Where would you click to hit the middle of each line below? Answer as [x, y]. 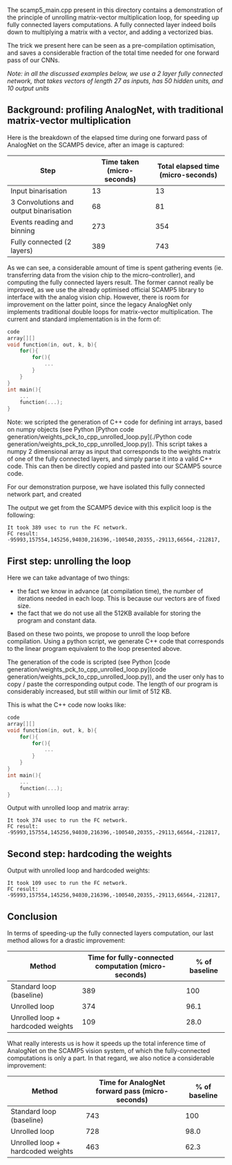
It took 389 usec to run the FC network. [68, 528]
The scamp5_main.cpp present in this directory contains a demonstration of [115, 10]
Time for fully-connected [130, 957]
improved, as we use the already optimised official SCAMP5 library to [106, 289]
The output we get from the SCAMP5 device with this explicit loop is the [109, 508]
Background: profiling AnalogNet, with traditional [115, 110]
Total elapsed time [188, 166]
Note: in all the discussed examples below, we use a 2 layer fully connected [115, 73]
